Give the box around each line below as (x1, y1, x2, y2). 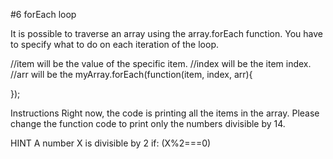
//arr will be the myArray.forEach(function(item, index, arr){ (10, 69, 253, 80)
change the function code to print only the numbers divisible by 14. (10, 118, 286, 129)
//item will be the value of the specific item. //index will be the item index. (10, 58, 312, 69)
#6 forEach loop (10, 9, 77, 20)
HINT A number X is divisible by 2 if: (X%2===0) (10, 137, 212, 149)
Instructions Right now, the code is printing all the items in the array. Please (10, 107, 320, 119)
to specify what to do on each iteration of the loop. (10, 39, 220, 50)
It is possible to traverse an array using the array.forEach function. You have (10, 28, 323, 39)
